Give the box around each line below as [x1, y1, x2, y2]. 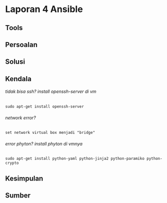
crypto [5, 160, 19, 166]
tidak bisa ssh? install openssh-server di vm [5, 89, 97, 95]
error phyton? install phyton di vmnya [5, 140, 83, 146]
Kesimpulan [5, 174, 44, 182]
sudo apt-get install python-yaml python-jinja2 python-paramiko [5, 156, 144, 161]
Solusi [5, 58, 25, 66]
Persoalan [5, 40, 38, 49]
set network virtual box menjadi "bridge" [5, 130, 95, 135]
